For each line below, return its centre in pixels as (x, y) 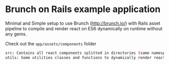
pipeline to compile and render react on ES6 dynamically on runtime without (84, 28)
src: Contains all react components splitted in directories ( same (77, 53)
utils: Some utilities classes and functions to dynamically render (78, 57)
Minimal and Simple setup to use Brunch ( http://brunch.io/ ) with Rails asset (83, 23)
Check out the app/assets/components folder (51, 43)
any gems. (16, 34)
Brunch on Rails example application (83, 9)
